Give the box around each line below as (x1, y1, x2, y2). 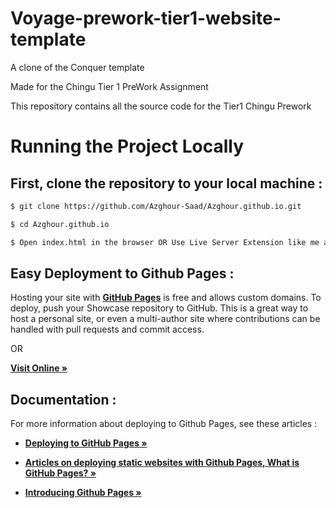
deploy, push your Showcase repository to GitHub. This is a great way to (10, 302, 309, 314)
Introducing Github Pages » (24, 487, 142, 499)
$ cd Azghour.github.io (10, 219, 110, 229)
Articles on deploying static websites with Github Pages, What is (24, 457, 300, 469)
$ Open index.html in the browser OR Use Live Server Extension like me (10, 237, 320, 247)
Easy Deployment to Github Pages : (10, 265, 235, 282)
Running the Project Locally (10, 135, 245, 158)
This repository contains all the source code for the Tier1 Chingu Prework (10, 100, 312, 112)
